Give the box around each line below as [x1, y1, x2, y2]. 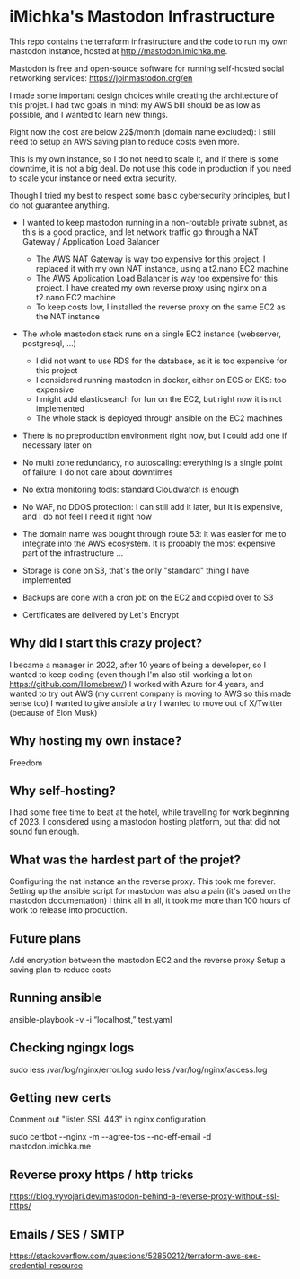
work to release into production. [9, 905, 128, 916]
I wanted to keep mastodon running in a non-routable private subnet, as [22, 217, 289, 228]
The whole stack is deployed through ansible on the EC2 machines [35, 412, 283, 424]
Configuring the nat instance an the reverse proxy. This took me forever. [9, 876, 277, 887]
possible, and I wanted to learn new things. [9, 109, 169, 120]
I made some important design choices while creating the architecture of [9, 90, 278, 101]
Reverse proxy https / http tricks [9, 1167, 194, 1182]
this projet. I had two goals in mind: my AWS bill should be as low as [9, 99, 260, 110]
